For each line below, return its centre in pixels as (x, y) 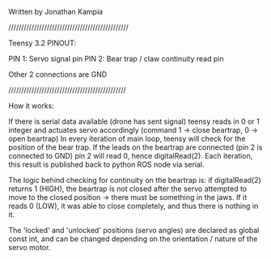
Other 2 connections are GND (58, 74)
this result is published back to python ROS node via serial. (106, 164)
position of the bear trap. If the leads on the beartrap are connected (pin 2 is (135, 147)
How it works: (32, 106)
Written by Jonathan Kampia (56, 12)
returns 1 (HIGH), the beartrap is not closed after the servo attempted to (128, 189)
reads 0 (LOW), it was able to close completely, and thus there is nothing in (133, 206)
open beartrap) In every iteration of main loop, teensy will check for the (127, 138)
